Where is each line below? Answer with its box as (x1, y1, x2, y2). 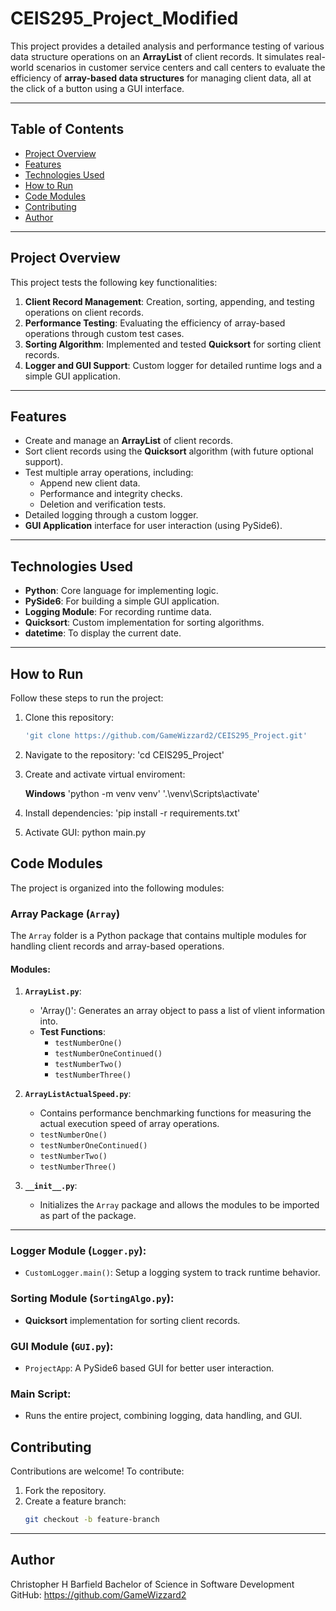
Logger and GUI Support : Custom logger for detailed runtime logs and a (24, 359, 323, 371)
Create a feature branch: (24, 1495, 127, 1507)
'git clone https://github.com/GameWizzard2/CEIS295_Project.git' (24, 731, 308, 741)
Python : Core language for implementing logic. (24, 585, 219, 597)
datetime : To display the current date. (24, 627, 182, 639)
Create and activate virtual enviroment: (24, 768, 186, 780)
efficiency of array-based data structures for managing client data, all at (10, 72, 312, 84)
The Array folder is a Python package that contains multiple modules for (10, 929, 307, 941)
